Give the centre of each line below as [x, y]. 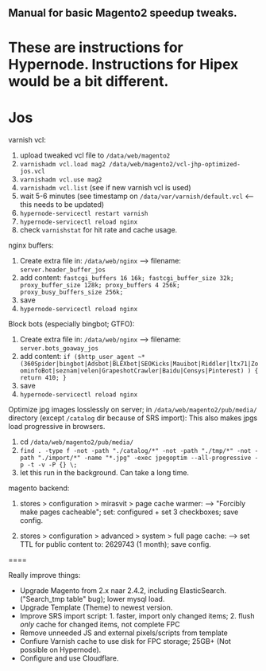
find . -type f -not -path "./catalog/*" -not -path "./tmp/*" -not [135, 451]
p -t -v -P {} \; [48, 465]
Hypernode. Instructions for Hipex [123, 64]
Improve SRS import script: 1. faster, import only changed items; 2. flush [137, 615]
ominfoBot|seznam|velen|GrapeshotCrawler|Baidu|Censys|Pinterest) [132, 371]
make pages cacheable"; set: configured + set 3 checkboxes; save [129, 512]
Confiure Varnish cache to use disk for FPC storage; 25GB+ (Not [125, 641]
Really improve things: [44, 575]
